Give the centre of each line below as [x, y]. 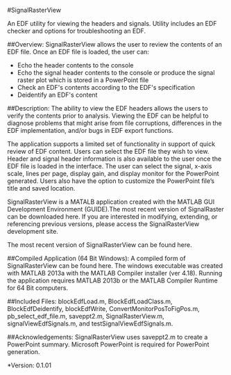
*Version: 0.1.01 [29, 365]
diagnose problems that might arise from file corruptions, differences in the [114, 123]
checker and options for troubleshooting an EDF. [77, 31]
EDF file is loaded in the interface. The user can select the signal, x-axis [110, 166]
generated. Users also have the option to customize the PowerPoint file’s [111, 181]
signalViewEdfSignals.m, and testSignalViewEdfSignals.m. [90, 324]
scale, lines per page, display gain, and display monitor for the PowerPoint [113, 174]
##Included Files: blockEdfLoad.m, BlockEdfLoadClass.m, [90, 301]
